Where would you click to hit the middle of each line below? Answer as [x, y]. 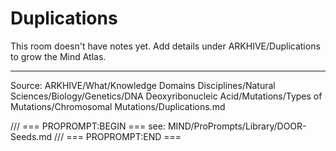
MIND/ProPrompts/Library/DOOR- [237, 126]
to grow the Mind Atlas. [58, 56]
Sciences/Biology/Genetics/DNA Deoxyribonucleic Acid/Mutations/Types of [166, 96]
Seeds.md [31, 136]
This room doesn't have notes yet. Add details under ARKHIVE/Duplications [165, 46]
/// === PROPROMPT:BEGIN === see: [88, 126]
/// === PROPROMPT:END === [118, 136]
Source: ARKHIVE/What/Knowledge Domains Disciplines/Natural [143, 85]
